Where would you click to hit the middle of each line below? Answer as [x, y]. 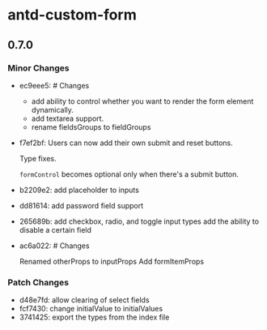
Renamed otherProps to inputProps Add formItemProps [111, 261]
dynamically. [53, 109]
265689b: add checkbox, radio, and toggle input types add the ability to [139, 221]
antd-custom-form [72, 15]
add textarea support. [68, 118]
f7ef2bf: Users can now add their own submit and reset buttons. [126, 143]
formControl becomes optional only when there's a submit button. [129, 174]
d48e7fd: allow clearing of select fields [85, 300]
